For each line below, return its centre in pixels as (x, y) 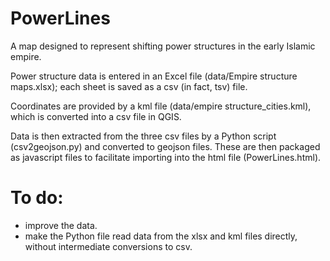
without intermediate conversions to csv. (108, 246)
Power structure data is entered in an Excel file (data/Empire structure (154, 76)
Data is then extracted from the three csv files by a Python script (143, 136)
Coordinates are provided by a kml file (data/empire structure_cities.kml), (161, 106)
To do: (37, 198)
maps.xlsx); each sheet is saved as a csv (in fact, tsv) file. (129, 86)
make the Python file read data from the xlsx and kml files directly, (161, 236)
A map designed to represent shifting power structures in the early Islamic (163, 46)
